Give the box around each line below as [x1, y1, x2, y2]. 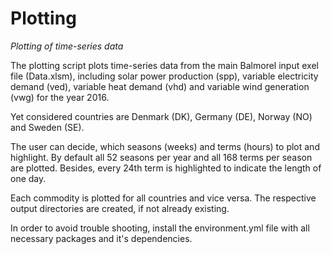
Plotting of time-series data [10, 40, 124, 52]
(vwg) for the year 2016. [10, 91, 110, 103]
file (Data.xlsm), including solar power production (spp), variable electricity [10, 70, 319, 82]
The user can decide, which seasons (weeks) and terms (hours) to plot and [10, 140, 320, 152]
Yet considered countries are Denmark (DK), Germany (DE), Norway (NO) [10, 110, 313, 122]
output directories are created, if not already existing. [10, 202, 230, 214]
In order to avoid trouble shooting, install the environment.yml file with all [10, 222, 310, 234]
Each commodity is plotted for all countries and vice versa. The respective [10, 192, 317, 204]
